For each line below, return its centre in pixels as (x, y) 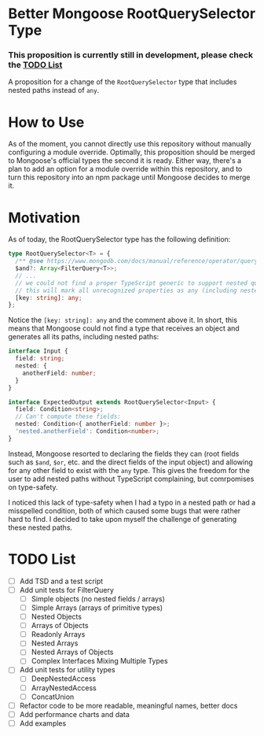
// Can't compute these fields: (68, 417)
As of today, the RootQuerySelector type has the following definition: (119, 239)
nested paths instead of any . (54, 91)
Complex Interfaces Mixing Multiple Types (99, 661)
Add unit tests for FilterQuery (66, 590)
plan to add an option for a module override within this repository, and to (125, 169)
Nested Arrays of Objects (72, 652)
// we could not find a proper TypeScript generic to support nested (131, 283)
